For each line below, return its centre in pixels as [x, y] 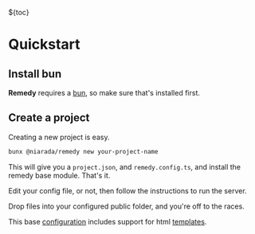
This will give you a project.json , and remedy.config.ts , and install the [125, 166]
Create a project [49, 118]
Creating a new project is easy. [59, 137]
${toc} [19, 12]
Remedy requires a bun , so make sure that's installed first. [104, 93]
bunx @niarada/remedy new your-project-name [83, 151]
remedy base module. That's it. [59, 175]
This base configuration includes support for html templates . [108, 221]
